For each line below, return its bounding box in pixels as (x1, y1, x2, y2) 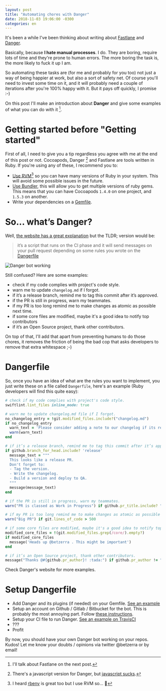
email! (5, 647, 18, 653)
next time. (12, 308, 33, 314)
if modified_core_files (5, 535, 54, 540)
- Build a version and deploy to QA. (9, 476, 87, 481)
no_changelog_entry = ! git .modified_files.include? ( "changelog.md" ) (5, 416, 149, 421)
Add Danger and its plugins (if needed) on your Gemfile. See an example (12, 601, 161, 607)
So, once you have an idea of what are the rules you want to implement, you (5, 378, 160, 384)
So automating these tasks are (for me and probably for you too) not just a (5, 70, 156, 76)
